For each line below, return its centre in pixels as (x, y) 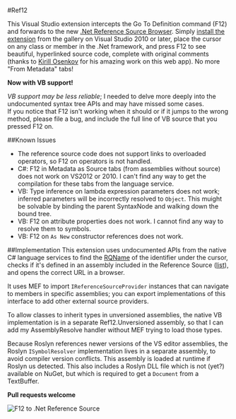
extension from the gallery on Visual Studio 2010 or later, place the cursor (114, 39)
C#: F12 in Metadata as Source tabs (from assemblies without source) (119, 169)
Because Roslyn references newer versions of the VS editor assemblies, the (118, 343)
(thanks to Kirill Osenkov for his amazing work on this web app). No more (114, 61)
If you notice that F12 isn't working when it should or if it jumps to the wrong (118, 111)
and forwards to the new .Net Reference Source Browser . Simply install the (116, 31)
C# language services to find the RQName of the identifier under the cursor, (118, 258)
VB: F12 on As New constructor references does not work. (100, 236)
